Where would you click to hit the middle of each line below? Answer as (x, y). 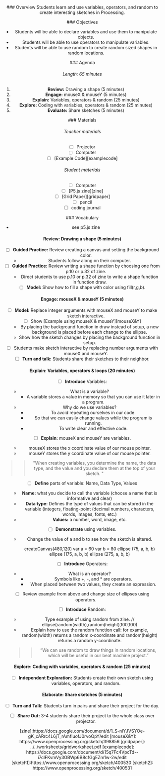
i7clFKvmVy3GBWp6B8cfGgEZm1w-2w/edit (82, 758)
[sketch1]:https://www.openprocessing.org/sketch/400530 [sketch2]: (82, 763)
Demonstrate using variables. (86, 529)
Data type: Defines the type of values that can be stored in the (90, 504)
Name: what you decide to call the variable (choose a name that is (90, 493)
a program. (93, 402)
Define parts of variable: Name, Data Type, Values (86, 483)
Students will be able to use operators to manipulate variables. (86, 42)
